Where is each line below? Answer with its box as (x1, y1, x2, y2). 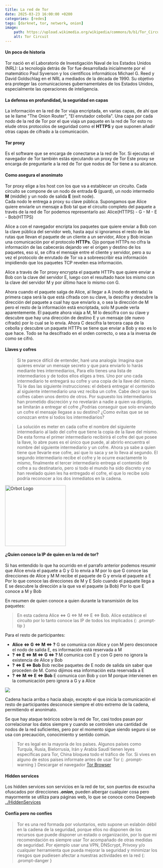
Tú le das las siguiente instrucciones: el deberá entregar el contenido (16, 383, 155, 389)
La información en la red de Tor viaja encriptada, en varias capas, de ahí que (5, 108, 158, 114)
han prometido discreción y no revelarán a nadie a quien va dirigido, (16, 399, 153, 405)
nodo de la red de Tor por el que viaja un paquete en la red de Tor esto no (5, 118, 153, 124)
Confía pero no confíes (5, 810, 52, 816)
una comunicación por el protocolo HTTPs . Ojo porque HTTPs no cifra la (5, 239, 151, 245)
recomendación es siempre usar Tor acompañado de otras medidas (16, 837, 153, 843)
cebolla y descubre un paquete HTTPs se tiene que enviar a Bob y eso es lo (5, 325, 157, 331)
